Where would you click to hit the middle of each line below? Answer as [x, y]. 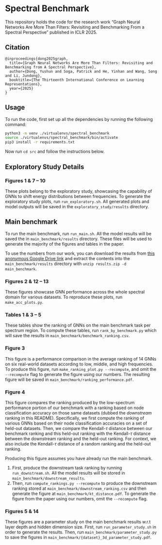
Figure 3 [15, 348]
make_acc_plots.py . [24, 302]
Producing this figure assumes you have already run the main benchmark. [79, 458]
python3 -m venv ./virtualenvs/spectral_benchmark [57, 133]
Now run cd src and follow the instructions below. [55, 151]
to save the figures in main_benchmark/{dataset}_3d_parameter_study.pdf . [78, 537]
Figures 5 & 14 [22, 511]
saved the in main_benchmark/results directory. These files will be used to [78, 239]
